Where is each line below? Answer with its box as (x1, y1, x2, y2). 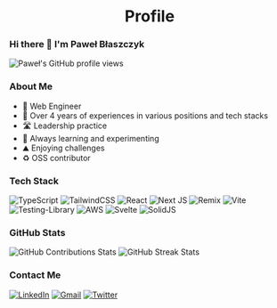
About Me (9, 80, 53, 93)
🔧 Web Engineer (21, 101, 82, 111)
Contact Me (9, 269, 61, 281)
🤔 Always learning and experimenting (21, 133, 159, 143)
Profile (124, 6, 175, 27)
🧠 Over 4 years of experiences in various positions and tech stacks (21, 109, 269, 121)
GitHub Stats (9, 227, 66, 239)
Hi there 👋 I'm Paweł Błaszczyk (9, 38, 145, 51)
